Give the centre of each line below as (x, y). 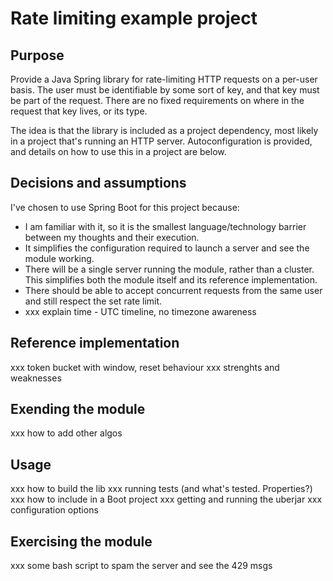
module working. (59, 258)
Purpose (37, 55)
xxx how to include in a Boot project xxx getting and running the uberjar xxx (166, 499)
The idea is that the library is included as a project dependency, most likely (164, 130)
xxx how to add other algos (66, 433)
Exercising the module (81, 541)
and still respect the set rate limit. (93, 301)
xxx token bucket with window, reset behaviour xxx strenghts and (145, 367)
